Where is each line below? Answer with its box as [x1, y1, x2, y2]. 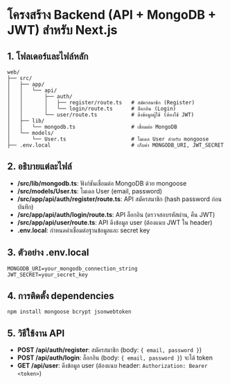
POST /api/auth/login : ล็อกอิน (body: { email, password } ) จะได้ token [17, 353, 213, 362]
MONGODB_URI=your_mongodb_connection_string [7, 265, 138, 272]
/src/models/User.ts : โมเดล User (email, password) [17, 186, 163, 195]
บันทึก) [17, 202, 34, 211]
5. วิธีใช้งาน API [7, 327, 65, 339]
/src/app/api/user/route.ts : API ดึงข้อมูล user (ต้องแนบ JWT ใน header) [17, 218, 213, 226]
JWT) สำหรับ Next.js [7, 22, 118, 38]
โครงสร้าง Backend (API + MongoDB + [7, 7, 217, 23]
